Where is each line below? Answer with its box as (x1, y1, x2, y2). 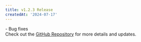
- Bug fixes (5, 25, 28, 31)
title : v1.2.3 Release (5, 7, 53, 12)
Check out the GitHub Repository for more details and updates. (5, 31, 136, 37)
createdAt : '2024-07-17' (5, 12, 58, 17)
